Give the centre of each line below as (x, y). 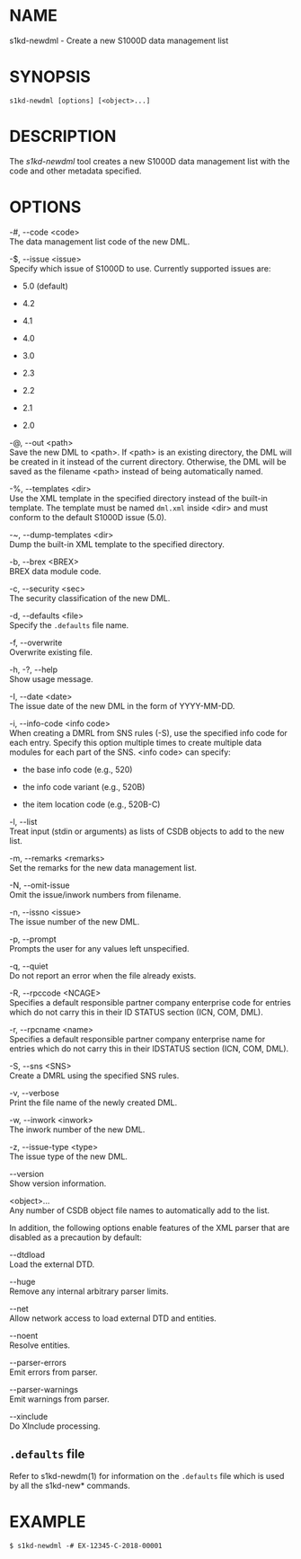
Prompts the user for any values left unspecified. (100, 948)
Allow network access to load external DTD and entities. (113, 1318)
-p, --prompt (33, 939)
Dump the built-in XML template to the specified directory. (117, 544)
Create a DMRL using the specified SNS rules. (94, 1076)
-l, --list (23, 821)
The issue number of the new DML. (75, 921)
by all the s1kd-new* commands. (70, 1485)
